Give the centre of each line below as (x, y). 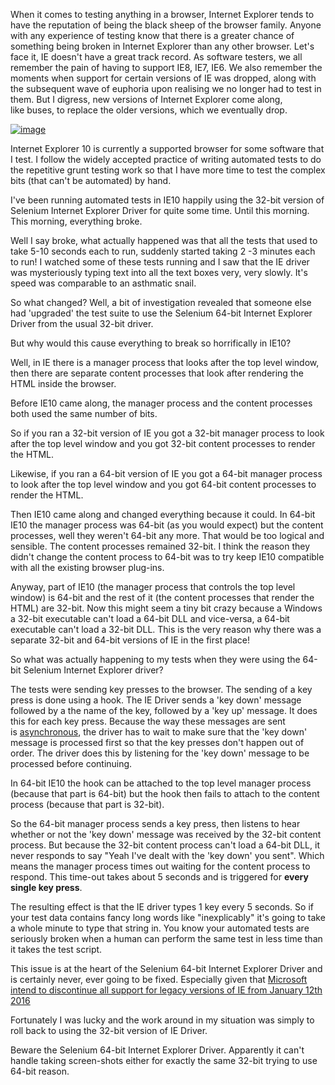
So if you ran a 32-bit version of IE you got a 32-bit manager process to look (167, 433)
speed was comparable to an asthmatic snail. (103, 283)
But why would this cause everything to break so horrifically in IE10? (151, 343)
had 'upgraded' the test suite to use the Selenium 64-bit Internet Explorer (161, 313)
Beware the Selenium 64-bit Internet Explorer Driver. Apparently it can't (157, 1050)
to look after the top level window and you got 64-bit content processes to (163, 484)
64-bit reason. (40, 1071)
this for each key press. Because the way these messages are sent (148, 721)
